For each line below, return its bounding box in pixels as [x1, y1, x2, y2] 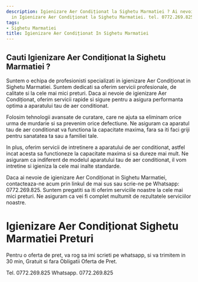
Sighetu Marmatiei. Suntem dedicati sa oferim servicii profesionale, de [6, 83, 177, 90]
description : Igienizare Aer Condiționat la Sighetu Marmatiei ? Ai [6, 8, 178, 15]
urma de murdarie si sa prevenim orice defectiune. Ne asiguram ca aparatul [6, 120, 190, 127]
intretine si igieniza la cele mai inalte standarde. [6, 162, 121, 170]
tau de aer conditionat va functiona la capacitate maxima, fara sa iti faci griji [6, 126, 190, 133]
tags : [6, 19, 19, 25]
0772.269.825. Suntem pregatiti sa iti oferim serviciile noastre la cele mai [6, 186, 183, 193]
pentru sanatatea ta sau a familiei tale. [6, 132, 99, 139]
